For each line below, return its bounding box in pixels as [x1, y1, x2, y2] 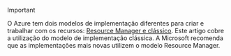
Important [7, 6, 36, 14]
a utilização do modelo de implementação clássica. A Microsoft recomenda [7, 34, 223, 42]
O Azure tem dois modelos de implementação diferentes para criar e [7, 19, 204, 27]
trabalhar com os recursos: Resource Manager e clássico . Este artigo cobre [7, 27, 225, 35]
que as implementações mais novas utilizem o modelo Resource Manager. [7, 41, 221, 49]
